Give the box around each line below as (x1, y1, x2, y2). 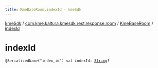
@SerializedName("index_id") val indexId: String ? (5, 58, 110, 63)
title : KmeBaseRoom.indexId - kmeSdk (5, 7, 82, 12)
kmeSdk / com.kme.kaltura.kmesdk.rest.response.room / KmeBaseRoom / (5, 20, 153, 26)
